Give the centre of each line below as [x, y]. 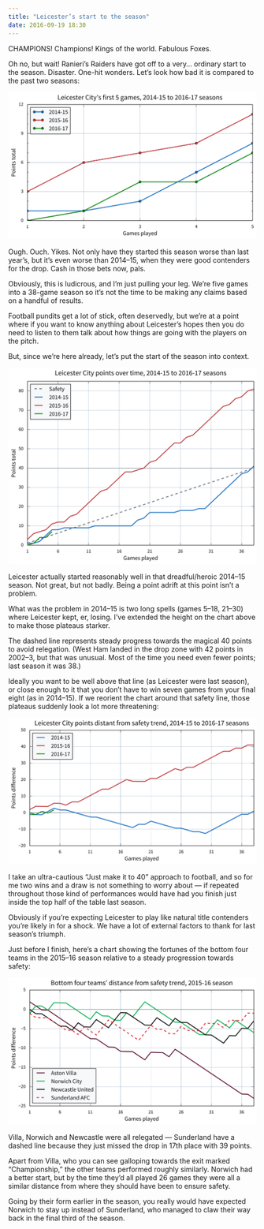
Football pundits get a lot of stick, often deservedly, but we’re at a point [124, 316]
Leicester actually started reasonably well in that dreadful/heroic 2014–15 [127, 577]
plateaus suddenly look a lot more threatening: [84, 706]
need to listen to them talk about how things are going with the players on [127, 333]
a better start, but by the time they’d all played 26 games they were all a [124, 1178]
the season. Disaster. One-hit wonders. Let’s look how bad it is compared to [131, 72]
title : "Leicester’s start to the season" [79, 17]
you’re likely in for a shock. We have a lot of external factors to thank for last [132, 926]
